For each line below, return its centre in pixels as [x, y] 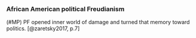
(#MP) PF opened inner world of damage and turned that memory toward [98, 22]
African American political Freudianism [65, 9]
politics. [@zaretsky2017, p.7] [43, 28]
